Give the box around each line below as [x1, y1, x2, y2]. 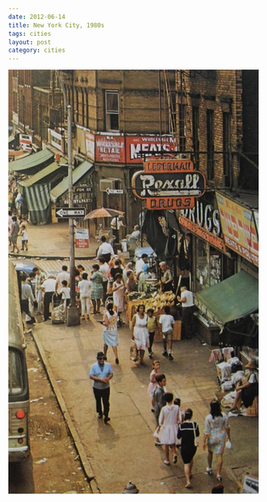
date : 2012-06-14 [8, 13, 66, 21]
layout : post [8, 38, 52, 46]
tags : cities [8, 29, 52, 37]
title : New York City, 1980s [8, 21, 105, 29]
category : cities [8, 46, 66, 55]
